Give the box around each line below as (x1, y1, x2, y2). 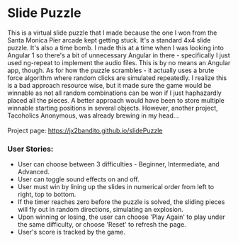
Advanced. (17, 168, 50, 176)
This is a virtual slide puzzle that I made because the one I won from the (7, 28, 217, 37)
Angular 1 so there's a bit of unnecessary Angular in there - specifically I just (7, 51, 230, 60)
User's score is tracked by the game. (17, 228, 125, 237)
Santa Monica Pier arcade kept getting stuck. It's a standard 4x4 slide (7, 35, 211, 44)
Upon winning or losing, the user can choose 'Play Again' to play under (17, 213, 225, 221)
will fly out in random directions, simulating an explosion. (17, 205, 184, 214)
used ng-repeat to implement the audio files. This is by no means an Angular (7, 58, 231, 67)
